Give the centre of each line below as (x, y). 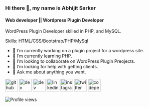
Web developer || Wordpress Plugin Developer (55, 20)
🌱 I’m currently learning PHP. (42, 56)
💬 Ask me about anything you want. (49, 72)
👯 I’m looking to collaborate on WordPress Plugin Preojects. (74, 61)
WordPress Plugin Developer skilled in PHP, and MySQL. (63, 31)
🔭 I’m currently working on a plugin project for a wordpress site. (78, 51)
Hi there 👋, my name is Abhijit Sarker (51, 8)
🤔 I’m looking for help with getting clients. (55, 67)
